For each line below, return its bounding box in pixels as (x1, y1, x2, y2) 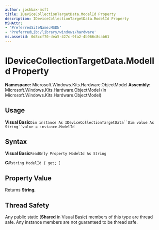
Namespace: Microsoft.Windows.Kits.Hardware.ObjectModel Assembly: (5, 81, 151, 88)
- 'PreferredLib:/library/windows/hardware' (5, 30, 96, 35)
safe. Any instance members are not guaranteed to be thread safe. (5, 219, 138, 225)
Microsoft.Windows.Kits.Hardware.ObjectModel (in (5, 87, 107, 93)
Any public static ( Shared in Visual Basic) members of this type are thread (5, 214, 153, 220)
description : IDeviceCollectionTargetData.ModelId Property (5, 16, 129, 21)
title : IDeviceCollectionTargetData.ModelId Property (5, 12, 116, 17)
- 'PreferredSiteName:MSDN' (5, 25, 62, 30)
